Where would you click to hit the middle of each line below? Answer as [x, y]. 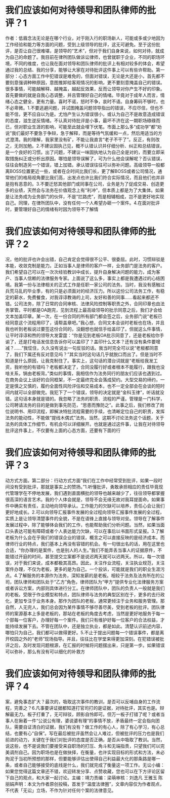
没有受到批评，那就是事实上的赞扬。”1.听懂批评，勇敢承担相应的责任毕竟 [84, 487]
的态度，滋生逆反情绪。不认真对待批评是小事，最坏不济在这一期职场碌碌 [80, 120]
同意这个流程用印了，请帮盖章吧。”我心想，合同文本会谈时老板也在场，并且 [87, 322]
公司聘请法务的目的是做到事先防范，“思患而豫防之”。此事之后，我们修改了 [83, 405]
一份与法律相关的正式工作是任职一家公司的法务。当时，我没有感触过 [94, 284]
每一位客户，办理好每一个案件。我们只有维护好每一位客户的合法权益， [87, 620]
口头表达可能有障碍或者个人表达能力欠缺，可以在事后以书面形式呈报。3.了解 [85, 531]
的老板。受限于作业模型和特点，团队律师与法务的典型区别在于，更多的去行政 [85, 594]
